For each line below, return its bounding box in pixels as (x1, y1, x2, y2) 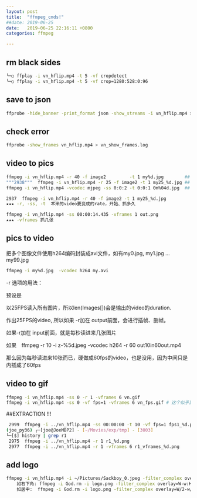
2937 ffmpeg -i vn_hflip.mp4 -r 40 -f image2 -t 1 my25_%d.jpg (6, 195, 167, 202)
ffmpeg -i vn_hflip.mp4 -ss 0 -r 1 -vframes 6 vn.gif (6, 395, 141, 400)
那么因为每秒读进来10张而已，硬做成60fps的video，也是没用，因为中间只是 (6, 354, 188, 361)
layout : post (6, 8, 38, 15)
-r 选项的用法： (6, 279, 43, 286)
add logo (6, 460, 39, 470)
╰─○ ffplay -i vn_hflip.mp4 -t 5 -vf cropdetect (6, 73, 127, 79)
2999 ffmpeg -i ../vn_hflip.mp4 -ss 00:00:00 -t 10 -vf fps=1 (8, 422, 167, 428)
